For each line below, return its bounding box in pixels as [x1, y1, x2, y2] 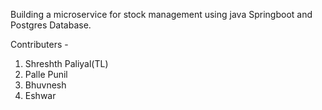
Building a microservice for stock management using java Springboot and [10, 9, 313, 20]
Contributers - [10, 39, 69, 50]
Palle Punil [24, 69, 68, 80]
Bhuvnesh [24, 79, 67, 91]
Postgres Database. [10, 19, 92, 31]
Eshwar [24, 90, 57, 101]
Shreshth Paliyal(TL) [24, 58, 109, 69]
